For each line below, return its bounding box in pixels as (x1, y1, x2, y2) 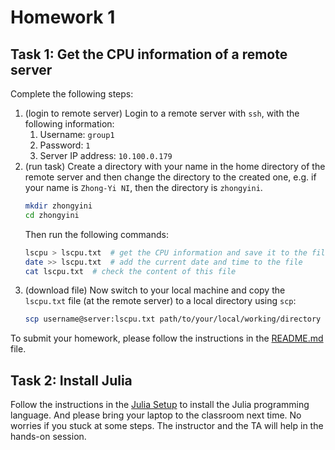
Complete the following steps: (10, 88, 134, 100)
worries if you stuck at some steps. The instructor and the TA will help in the (10, 420, 324, 432)
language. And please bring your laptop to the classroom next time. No (10, 409, 302, 421)
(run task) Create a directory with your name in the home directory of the (24, 161, 326, 172)
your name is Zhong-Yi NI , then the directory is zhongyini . (24, 182, 263, 193)
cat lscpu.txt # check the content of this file (24, 266, 237, 276)
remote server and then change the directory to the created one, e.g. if (24, 171, 317, 183)
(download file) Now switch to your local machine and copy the (24, 284, 286, 296)
